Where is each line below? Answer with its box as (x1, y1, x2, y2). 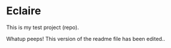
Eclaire (6, 4, 41, 18)
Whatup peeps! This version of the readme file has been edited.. (6, 35, 166, 42)
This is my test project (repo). (6, 24, 79, 31)
